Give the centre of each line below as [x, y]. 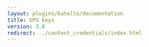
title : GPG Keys [31, 20]
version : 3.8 [26, 26]
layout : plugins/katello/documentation [65, 13]
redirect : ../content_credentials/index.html [74, 33]
